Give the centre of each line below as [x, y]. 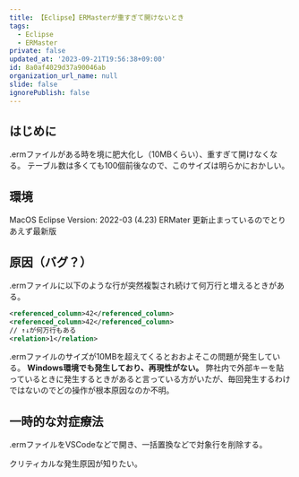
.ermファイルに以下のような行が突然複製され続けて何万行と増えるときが [143, 285]
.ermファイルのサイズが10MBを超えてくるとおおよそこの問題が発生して [141, 357]
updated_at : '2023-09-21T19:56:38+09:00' [88, 59]
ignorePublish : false [50, 92]
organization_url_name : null [64, 76]
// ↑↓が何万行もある [43, 330]
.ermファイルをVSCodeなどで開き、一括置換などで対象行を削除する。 [138, 445]
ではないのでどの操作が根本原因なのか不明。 [92, 390]
